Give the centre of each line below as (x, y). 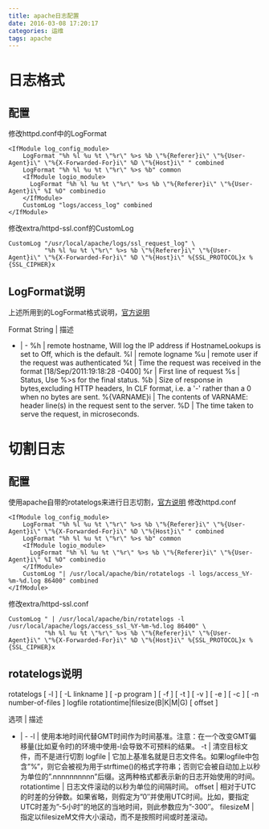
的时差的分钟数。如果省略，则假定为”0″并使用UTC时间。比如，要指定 (134, 796)
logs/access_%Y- (226, 574)
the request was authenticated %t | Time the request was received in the (141, 363)
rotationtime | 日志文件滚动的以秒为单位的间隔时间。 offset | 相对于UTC (138, 786)
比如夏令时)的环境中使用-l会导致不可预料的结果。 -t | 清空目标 (139, 746)
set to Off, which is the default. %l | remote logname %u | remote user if (139, 354)
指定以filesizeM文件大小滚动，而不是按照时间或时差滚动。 (116, 817)
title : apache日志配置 (44, 16)
